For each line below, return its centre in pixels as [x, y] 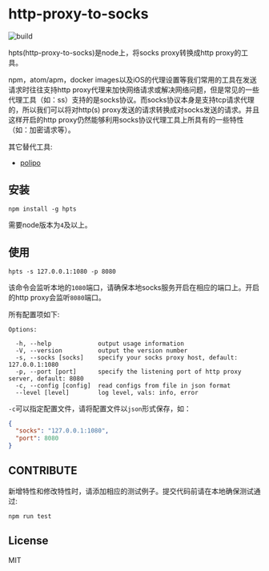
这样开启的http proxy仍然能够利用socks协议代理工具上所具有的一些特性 [126, 119]
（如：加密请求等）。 [42, 130]
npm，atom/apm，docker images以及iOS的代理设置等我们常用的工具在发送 [133, 79]
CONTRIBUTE [43, 470]
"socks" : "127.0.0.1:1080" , [62, 431]
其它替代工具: [31, 147]
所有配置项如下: [34, 314]
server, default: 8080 [46, 378]
